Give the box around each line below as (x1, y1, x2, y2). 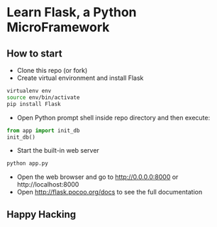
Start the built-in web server (16, 146, 100, 155)
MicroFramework (6, 19, 110, 35)
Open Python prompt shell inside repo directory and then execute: (16, 113, 211, 122)
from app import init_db (6, 127, 80, 134)
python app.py (6, 160, 49, 167)
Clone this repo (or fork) (16, 66, 88, 74)
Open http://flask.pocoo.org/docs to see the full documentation (16, 188, 203, 197)
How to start (6, 47, 62, 59)
